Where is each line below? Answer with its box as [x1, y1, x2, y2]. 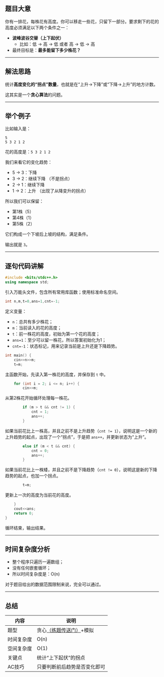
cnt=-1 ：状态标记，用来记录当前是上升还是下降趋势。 [12, 343, 120, 349]
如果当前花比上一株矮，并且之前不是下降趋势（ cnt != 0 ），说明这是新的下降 [5, 467, 158, 472]
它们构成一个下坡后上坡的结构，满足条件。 [5, 231, 91, 237]
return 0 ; [14, 511, 34, 516]
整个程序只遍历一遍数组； [12, 559, 64, 565]
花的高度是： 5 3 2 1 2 [5, 149, 51, 155]
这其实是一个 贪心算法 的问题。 [5, 92, 65, 98]
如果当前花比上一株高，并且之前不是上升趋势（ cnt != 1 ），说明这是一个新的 [5, 428, 158, 433]
